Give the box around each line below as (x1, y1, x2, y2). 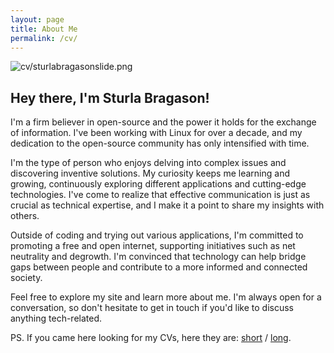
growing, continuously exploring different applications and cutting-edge (10, 178, 307, 190)
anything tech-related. (10, 312, 103, 325)
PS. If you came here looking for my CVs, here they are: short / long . (10, 332, 292, 344)
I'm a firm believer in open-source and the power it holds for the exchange (10, 116, 317, 128)
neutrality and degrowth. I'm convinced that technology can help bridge (10, 251, 307, 263)
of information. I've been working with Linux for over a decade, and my (10, 127, 303, 139)
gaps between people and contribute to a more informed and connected (10, 261, 308, 273)
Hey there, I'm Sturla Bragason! (10, 89, 210, 106)
